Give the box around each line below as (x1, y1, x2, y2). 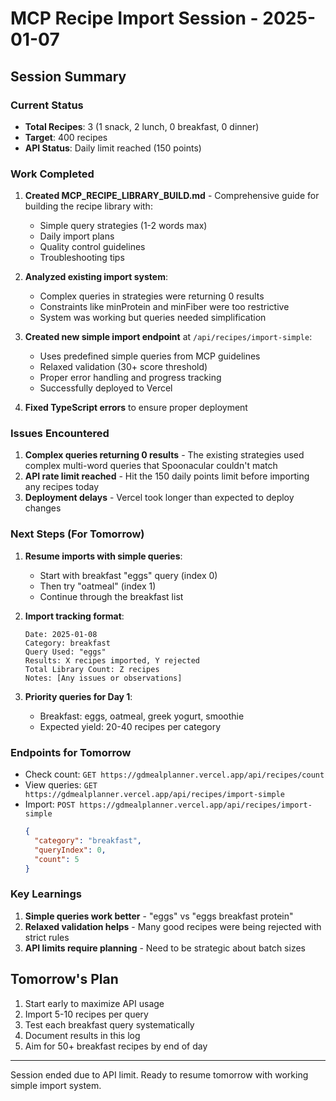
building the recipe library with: (24, 200, 153, 212)
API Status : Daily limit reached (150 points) (24, 142, 202, 154)
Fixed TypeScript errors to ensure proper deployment (24, 402, 248, 414)
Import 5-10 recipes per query (24, 1008, 149, 1020)
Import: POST (24, 798, 76, 811)
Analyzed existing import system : (24, 271, 168, 283)
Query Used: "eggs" (24, 647, 107, 657)
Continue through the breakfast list (39, 590, 184, 602)
